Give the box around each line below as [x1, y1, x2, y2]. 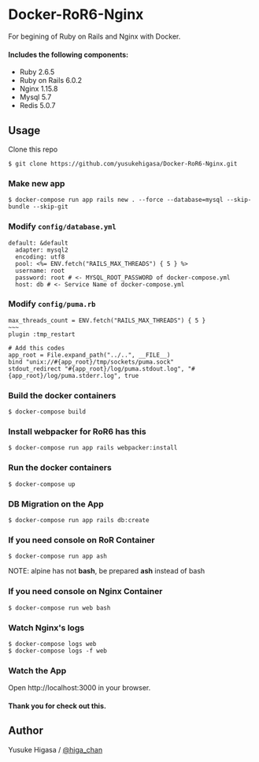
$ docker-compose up [8, 480, 76, 488]
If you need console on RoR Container [8, 534, 155, 545]
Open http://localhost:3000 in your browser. [8, 683, 151, 693]
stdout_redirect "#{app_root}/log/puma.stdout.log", [8, 364, 185, 372]
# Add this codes [8, 344, 65, 352]
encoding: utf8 [15, 252, 65, 261]
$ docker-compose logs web [8, 640, 97, 648]
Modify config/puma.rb [8, 298, 96, 309]
